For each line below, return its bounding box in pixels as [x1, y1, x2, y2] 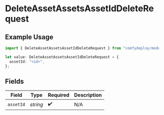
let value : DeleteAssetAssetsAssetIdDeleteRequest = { [5, 54, 119, 59]
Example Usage [5, 33, 54, 41]
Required [48, 92, 70, 98]
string [30, 101, 43, 108]
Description [74, 92, 102, 98]
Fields [5, 77, 24, 86]
